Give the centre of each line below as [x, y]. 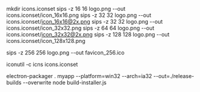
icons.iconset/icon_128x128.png [46, 41]
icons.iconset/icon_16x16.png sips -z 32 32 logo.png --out [79, 15]
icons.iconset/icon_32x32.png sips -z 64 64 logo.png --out [80, 28]
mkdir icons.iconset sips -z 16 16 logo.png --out [66, 9]
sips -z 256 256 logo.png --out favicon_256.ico [65, 53]
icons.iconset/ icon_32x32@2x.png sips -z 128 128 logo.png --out [88, 34]
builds [14, 82]
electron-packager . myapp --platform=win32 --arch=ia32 [79, 76]
